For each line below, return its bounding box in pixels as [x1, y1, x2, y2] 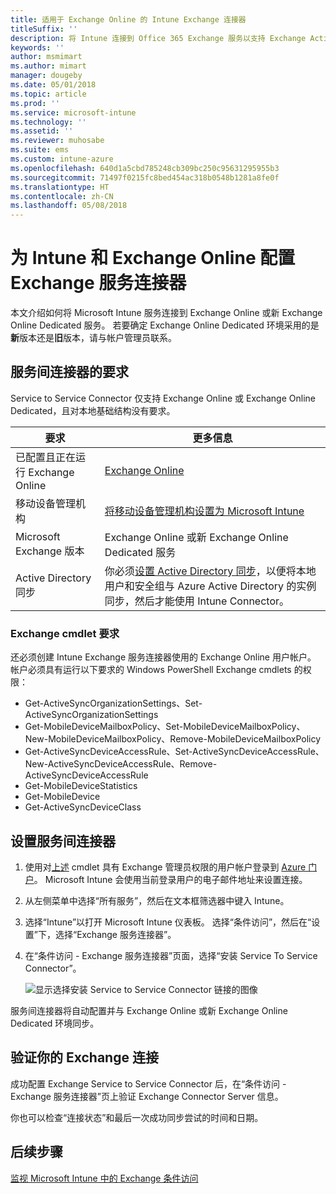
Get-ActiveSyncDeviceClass [24, 801, 142, 813]
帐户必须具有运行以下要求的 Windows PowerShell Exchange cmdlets [10, 664, 292, 676]
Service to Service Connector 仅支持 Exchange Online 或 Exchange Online [10, 392, 316, 404]
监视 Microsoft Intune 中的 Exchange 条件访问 [10, 1172, 199, 1184]
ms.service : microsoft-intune [10, 107, 137, 118]
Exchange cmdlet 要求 [10, 626, 120, 640]
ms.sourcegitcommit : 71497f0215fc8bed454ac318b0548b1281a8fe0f [10, 172, 280, 183]
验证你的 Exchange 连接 [10, 1049, 159, 1066]
